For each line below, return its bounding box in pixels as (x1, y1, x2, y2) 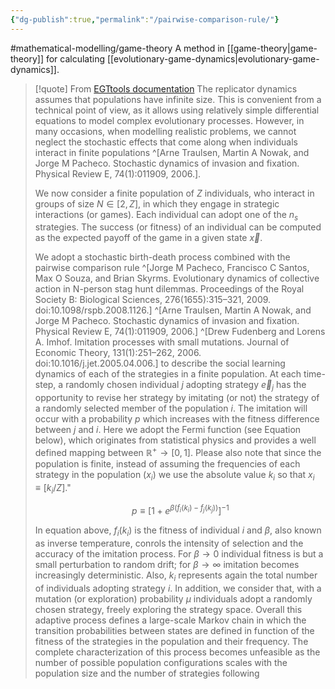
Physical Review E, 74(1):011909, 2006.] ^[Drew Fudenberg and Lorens (34, 326, 326, 338)
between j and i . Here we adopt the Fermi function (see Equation (34, 424, 302, 436)
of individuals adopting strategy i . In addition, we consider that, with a (34, 582, 322, 594)
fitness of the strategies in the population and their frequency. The (34, 635, 309, 647)
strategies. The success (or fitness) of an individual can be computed (34, 221, 322, 233)
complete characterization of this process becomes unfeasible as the (34, 646, 321, 658)
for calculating (45, 52, 106, 65)
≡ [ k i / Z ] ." (34, 481, 72, 496)
